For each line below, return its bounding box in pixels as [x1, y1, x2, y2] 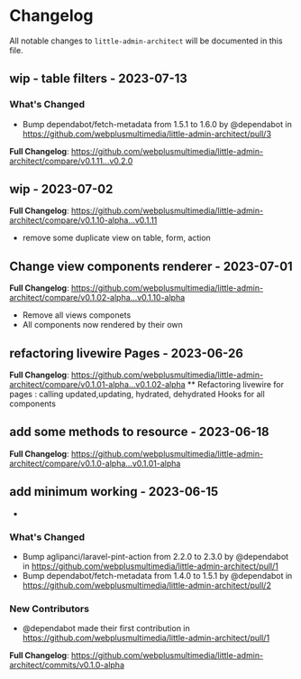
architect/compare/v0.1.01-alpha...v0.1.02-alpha [9, 379, 187, 390]
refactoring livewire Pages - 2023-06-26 [9, 345, 243, 361]
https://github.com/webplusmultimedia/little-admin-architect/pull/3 [22, 128, 272, 139]
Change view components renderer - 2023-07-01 [9, 258, 293, 274]
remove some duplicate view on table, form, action [22, 232, 212, 244]
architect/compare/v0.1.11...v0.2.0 [9, 155, 133, 166]
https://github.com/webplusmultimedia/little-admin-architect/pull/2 [22, 580, 272, 591]
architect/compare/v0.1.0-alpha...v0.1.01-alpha [9, 458, 181, 469]
